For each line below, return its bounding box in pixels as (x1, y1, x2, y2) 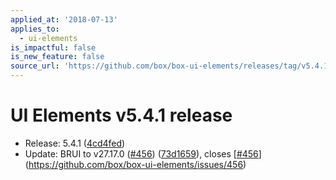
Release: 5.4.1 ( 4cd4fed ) (24, 137, 126, 149)
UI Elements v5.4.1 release (10, 104, 233, 127)
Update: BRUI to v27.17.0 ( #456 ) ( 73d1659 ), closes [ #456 (24, 147, 259, 160)
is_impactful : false (10, 42, 97, 53)
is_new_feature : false (10, 52, 105, 62)
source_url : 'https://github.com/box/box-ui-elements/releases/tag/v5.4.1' (10, 61, 333, 71)
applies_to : (10, 24, 60, 34)
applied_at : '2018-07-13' (10, 14, 118, 25)
